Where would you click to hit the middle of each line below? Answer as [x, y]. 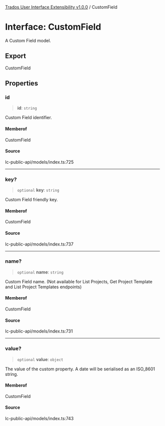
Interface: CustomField [53, 27]
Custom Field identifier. [29, 118]
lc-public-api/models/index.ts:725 [39, 162]
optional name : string [40, 272]
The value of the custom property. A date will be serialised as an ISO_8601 [80, 369]
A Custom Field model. [28, 40]
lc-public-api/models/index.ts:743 [39, 418]
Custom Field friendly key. [31, 200]
